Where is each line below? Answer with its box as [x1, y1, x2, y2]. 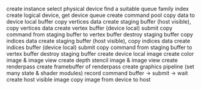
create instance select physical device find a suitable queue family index [6, 5, 189, 12]
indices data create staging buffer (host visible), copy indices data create [6, 38, 191, 44]
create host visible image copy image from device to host [6, 76, 151, 83]
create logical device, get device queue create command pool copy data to [6, 12, 196, 19]
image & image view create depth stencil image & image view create [6, 57, 178, 64]
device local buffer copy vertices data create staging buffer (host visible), [6, 18, 191, 25]
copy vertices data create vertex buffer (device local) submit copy [6, 24, 173, 31]
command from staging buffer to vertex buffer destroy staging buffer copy [6, 31, 194, 38]
